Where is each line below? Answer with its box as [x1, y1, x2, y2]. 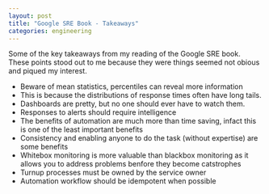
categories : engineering [8, 27, 92, 35]
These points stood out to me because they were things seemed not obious [8, 57, 260, 67]
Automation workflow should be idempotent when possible [19, 176, 216, 186]
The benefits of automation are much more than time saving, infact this [19, 116, 257, 126]
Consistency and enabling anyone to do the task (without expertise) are [19, 133, 258, 143]
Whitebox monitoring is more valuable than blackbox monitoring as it [19, 150, 249, 160]
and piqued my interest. [8, 66, 87, 76]
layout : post [8, 11, 53, 20]
